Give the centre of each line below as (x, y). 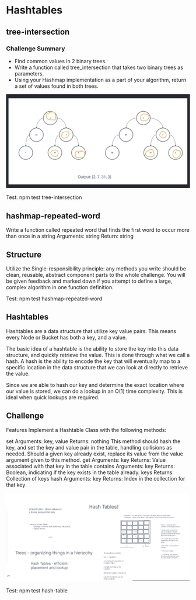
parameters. (29, 73)
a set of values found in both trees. (56, 86)
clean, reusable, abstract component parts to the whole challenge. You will (96, 275)
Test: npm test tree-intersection (44, 197)
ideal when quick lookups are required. (53, 397)
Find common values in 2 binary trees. (60, 61)
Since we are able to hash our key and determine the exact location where (95, 385)
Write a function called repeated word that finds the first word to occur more (98, 230)
